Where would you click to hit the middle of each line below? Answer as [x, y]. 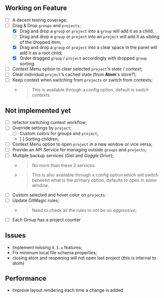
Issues [16, 236]
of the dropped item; [40, 42]
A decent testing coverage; [40, 20]
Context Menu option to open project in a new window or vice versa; [82, 144]
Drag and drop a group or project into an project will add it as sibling [89, 37]
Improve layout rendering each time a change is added [67, 290]
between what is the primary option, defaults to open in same [94, 180]
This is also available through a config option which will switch [95, 175]
